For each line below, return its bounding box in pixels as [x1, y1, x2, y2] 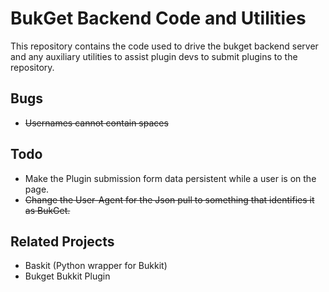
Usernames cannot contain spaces [24, 117, 169, 129]
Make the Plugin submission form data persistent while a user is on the [24, 172, 317, 184]
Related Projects [10, 233, 115, 250]
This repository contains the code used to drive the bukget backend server [10, 40, 319, 52]
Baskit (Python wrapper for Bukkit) [24, 260, 168, 272]
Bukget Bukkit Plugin [24, 270, 111, 282]
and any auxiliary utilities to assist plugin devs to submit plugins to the [10, 50, 298, 62]
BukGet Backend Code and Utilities [10, 7, 307, 30]
